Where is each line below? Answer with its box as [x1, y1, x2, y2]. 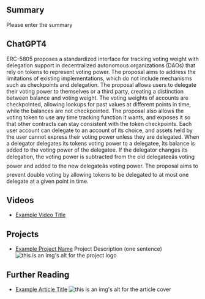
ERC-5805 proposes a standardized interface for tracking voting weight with [6, 55, 199, 62]
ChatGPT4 [6, 39, 47, 50]
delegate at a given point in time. [6, 177, 89, 185]
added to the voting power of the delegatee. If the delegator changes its [6, 146, 188, 153]
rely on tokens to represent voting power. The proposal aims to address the [6, 68, 196, 75]
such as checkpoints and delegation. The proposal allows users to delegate [6, 81, 197, 88]
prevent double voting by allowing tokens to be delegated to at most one [6, 171, 189, 178]
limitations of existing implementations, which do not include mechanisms [6, 75, 193, 82]
